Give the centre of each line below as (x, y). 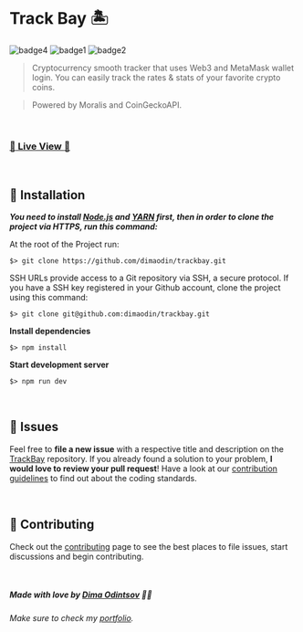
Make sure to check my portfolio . (72, 617)
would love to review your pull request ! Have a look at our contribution (144, 469)
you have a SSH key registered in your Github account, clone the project (145, 288)
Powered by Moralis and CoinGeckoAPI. (107, 105)
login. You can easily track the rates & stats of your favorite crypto (156, 77)
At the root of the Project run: (64, 245)
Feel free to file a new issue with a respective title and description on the (147, 448)
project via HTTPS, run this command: (84, 226)
